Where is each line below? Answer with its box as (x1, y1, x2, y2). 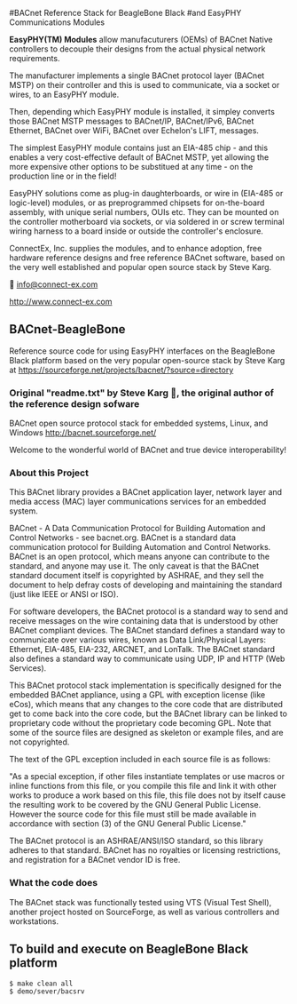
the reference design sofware (9, 397, 140, 410)
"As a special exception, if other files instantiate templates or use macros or (9, 771, 285, 782)
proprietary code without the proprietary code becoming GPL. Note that (9, 718, 272, 729)
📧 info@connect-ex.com (9, 279, 98, 290)
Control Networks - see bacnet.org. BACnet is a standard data (9, 532, 237, 543)
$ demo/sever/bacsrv (9, 986, 86, 996)
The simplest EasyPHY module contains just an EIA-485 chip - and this (9, 142, 269, 153)
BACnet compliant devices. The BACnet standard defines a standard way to (9, 626, 285, 636)
